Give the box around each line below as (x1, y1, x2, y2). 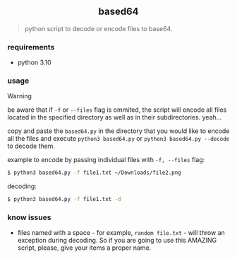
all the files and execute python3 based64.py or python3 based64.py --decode (7, 134, 230, 143)
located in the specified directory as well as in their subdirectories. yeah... (7, 113, 222, 122)
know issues (7, 212, 51, 222)
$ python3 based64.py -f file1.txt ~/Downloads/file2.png (7, 169, 181, 176)
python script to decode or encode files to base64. (24, 24, 173, 33)
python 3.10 (17, 58, 51, 67)
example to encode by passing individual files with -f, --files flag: (7, 156, 205, 164)
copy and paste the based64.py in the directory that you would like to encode (7, 127, 230, 135)
